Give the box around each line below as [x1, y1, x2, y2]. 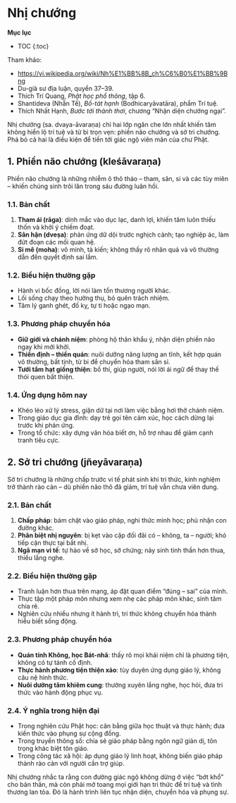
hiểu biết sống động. [17, 617, 77, 625]
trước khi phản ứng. [17, 421, 75, 429]
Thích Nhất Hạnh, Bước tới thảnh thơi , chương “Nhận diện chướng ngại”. [17, 106, 227, 115]
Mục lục [7, 28, 32, 37]
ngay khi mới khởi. [17, 342, 71, 351]
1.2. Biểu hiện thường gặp [7, 270, 96, 280]
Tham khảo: [7, 55, 42, 64]
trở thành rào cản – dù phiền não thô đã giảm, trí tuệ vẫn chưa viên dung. [7, 483, 219, 491]
